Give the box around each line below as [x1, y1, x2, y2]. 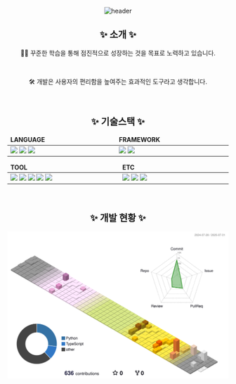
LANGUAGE [10, 136, 46, 144]
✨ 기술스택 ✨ [91, 116, 145, 128]
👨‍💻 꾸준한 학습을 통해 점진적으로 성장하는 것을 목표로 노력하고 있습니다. [20, 49, 216, 57]
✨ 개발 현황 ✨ [90, 212, 146, 224]
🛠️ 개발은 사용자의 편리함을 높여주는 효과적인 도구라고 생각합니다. [29, 77, 207, 86]
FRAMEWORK [119, 136, 160, 144]
